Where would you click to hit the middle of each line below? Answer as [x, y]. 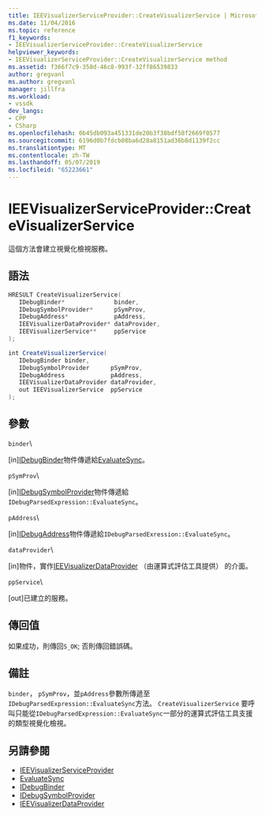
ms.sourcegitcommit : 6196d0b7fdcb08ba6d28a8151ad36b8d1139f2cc [114, 140]
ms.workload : [30, 96]
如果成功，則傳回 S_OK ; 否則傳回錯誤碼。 [73, 646]
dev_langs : [26, 111]
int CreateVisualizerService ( [58, 353]
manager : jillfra [37, 89]
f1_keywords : [30, 38]
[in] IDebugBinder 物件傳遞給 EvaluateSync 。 [79, 459]
